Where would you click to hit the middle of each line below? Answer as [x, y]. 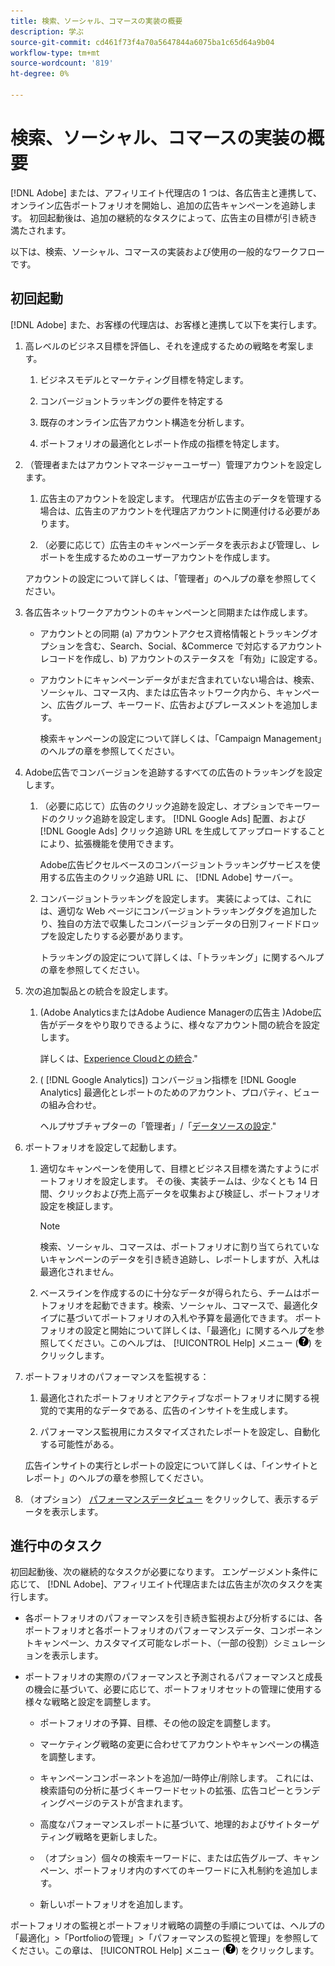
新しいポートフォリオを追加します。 [114, 1904]
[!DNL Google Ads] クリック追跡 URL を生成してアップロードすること [183, 831]
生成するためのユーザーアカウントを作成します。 [175, 557]
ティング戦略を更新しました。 [101, 1837]
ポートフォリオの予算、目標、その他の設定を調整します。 [158, 1723]
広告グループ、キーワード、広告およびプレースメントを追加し [183, 704]
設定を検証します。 [79, 1206]
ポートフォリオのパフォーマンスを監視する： [117, 1376]
